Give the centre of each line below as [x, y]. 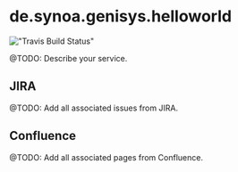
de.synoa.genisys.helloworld [121, 16]
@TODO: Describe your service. [68, 58]
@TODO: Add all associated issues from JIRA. [94, 108]
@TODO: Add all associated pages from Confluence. [106, 157]
